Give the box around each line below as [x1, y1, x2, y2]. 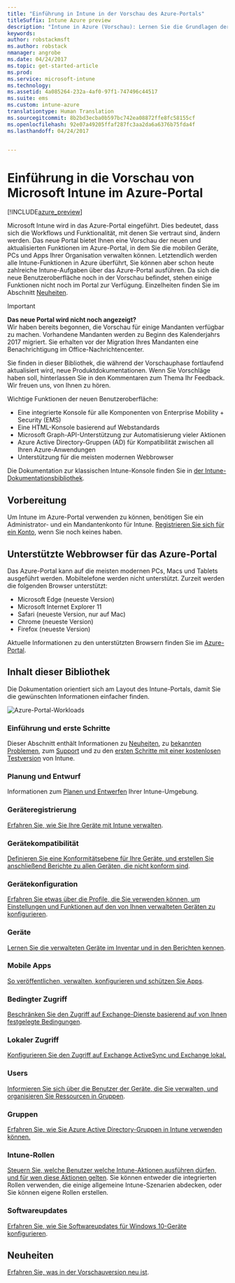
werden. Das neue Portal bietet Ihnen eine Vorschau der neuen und [7, 236, 201, 245]
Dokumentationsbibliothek [7, 474, 83, 483]
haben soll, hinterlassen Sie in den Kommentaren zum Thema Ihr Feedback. [7, 374, 225, 382]
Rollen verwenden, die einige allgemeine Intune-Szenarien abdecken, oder [7, 1181, 222, 1189]
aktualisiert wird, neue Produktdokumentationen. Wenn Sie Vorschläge [7, 366, 211, 375]
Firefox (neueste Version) [17, 625, 91, 633]
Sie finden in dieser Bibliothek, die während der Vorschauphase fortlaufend [7, 359, 224, 368]
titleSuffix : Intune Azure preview [7, 17, 111, 24]
